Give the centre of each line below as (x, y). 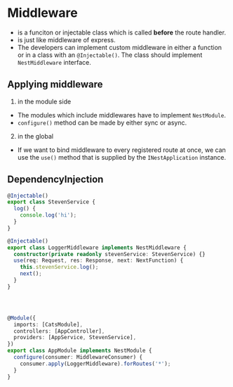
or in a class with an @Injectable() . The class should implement (110, 55)
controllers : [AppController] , (59, 331)
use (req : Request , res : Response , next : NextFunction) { (99, 261)
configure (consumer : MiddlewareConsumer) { (78, 357)
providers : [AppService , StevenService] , (75, 338)
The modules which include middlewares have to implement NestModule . (121, 115)
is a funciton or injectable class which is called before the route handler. (122, 32)
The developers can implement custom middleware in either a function (120, 47)
